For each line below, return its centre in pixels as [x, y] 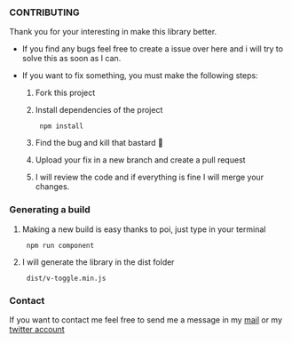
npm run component [60, 245]
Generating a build [50, 210]
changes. [52, 187]
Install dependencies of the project [99, 110]
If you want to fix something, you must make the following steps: [140, 76]
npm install [62, 126]
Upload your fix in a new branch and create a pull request [140, 160]
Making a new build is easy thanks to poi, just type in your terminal [144, 229]
